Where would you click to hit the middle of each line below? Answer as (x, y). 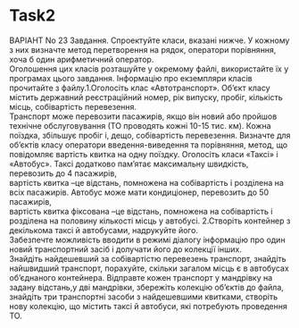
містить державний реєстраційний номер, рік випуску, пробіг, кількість (146, 97)
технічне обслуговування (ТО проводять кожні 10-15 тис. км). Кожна (140, 125)
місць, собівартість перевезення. (73, 106)
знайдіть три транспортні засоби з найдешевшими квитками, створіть (144, 297)
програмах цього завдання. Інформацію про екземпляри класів (131, 78)
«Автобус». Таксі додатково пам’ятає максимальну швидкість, (129, 164)
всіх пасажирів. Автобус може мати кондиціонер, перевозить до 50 (139, 192)
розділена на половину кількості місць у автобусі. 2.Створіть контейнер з (150, 221)
